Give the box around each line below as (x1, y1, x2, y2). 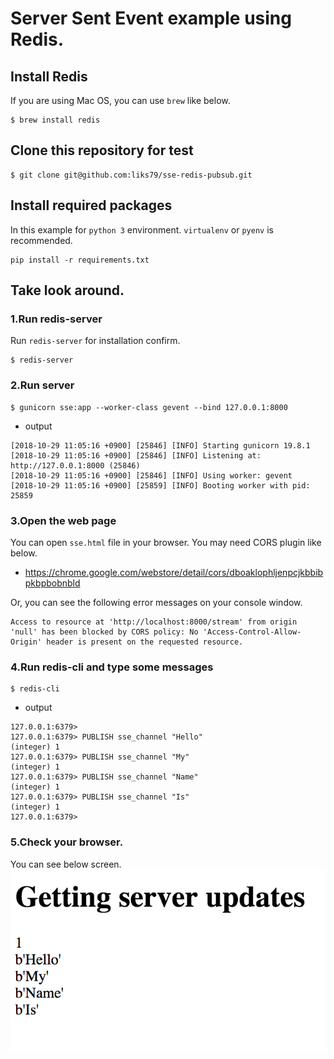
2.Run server (10, 378, 75, 392)
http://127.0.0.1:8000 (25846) (10, 460, 141, 471)
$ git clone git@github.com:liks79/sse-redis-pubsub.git (10, 170, 253, 180)
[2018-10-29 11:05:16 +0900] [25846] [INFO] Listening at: (10, 450, 262, 461)
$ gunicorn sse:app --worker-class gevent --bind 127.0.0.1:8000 (10, 402, 288, 412)
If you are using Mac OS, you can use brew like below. (10, 95, 231, 106)
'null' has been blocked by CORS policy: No (10, 627, 199, 637)
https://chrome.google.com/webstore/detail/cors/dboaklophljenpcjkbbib (24, 566, 324, 578)
